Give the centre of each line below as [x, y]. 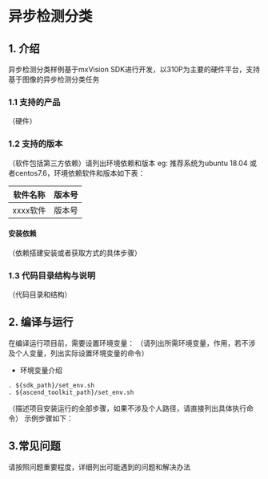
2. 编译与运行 [41, 322]
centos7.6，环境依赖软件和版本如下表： [80, 173]
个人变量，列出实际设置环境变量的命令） [82, 353]
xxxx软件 [29, 210]
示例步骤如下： [48, 418]
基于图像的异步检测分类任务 [54, 79]
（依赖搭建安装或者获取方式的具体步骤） [75, 253]
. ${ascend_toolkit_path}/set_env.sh [71, 392]
